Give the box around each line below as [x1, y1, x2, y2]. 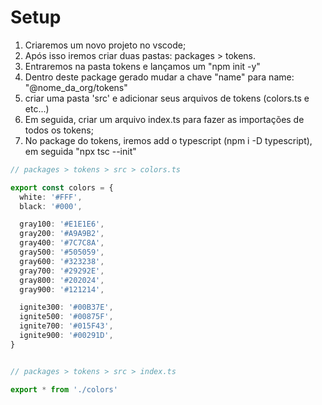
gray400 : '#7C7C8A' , [19, 238, 105, 248]
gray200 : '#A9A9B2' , [19, 229, 105, 239]
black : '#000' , [19, 201, 83, 211]
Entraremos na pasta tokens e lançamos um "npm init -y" [24, 60, 261, 72]
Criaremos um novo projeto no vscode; [24, 39, 187, 51]
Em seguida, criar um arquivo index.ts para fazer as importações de [24, 113, 305, 125]
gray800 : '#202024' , [19, 275, 105, 285]
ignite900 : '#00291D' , [19, 331, 114, 341]
